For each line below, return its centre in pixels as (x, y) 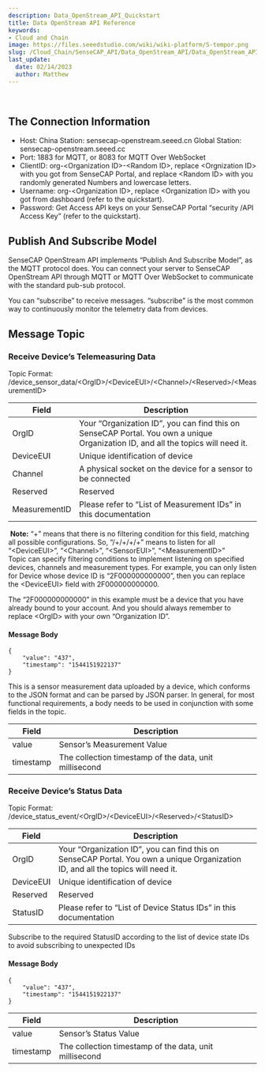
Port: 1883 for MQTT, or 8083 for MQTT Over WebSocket (113, 157)
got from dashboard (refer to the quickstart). (91, 199)
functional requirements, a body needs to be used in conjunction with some (131, 704)
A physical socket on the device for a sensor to (166, 469)
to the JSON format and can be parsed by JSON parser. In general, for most (131, 695)
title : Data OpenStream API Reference (72, 23)
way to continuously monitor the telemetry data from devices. (108, 309)
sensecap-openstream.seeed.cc (73, 149)
